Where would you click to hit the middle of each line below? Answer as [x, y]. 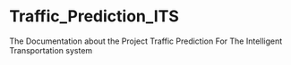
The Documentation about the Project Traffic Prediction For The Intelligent [146, 41]
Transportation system [51, 50]
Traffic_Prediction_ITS [94, 16]
